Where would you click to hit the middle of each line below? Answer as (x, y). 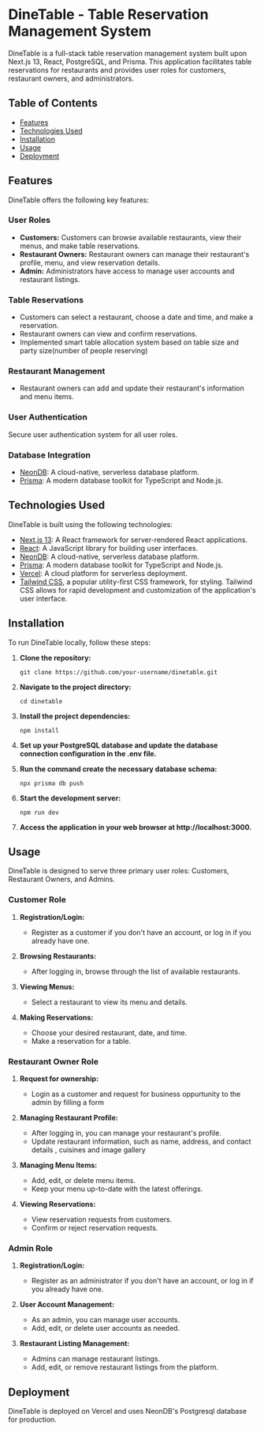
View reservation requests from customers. (102, 1219)
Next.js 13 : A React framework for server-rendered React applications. (134, 540)
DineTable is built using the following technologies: (91, 524)
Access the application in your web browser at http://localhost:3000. (136, 827)
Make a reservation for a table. (81, 1041)
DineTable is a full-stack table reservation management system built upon (128, 53)
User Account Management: (67, 1305)
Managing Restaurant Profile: (69, 1118)
